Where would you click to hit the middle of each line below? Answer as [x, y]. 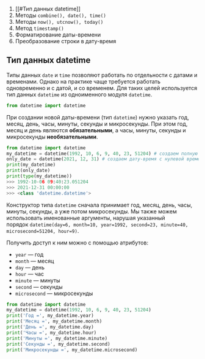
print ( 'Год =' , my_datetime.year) [50, 316]
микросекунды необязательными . [52, 137]
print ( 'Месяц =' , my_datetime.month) [54, 322]
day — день [30, 267]
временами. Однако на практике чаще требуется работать [83, 81]
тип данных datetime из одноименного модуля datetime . [79, 94]
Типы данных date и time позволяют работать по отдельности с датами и [102, 75]
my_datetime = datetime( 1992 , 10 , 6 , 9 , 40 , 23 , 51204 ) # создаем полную [102, 154]
